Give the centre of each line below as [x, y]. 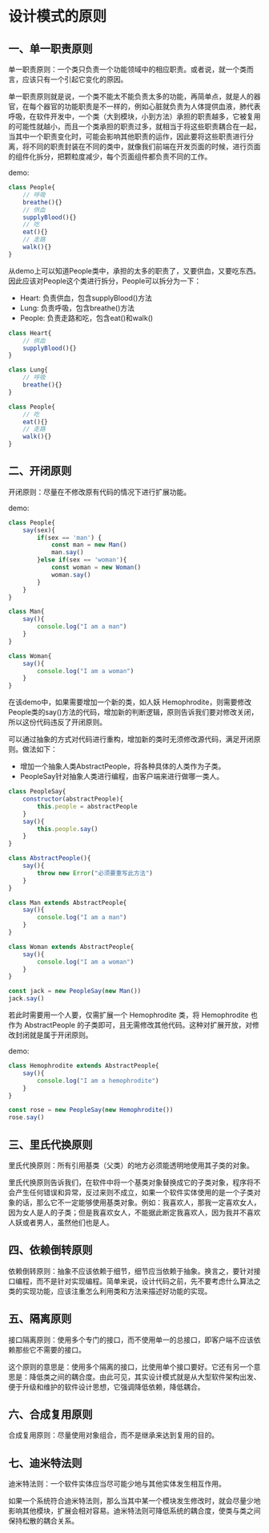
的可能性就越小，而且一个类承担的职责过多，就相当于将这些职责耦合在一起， [134, 126]
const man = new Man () [89, 545]
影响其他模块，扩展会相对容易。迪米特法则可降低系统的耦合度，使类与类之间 [134, 1511]
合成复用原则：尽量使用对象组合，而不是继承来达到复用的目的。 [113, 1435]
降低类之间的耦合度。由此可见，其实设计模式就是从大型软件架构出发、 [145, 1377]
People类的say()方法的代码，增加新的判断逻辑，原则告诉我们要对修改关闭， [133, 712]
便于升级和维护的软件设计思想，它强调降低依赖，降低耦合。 [106, 1387]
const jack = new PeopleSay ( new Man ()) [75, 992]
